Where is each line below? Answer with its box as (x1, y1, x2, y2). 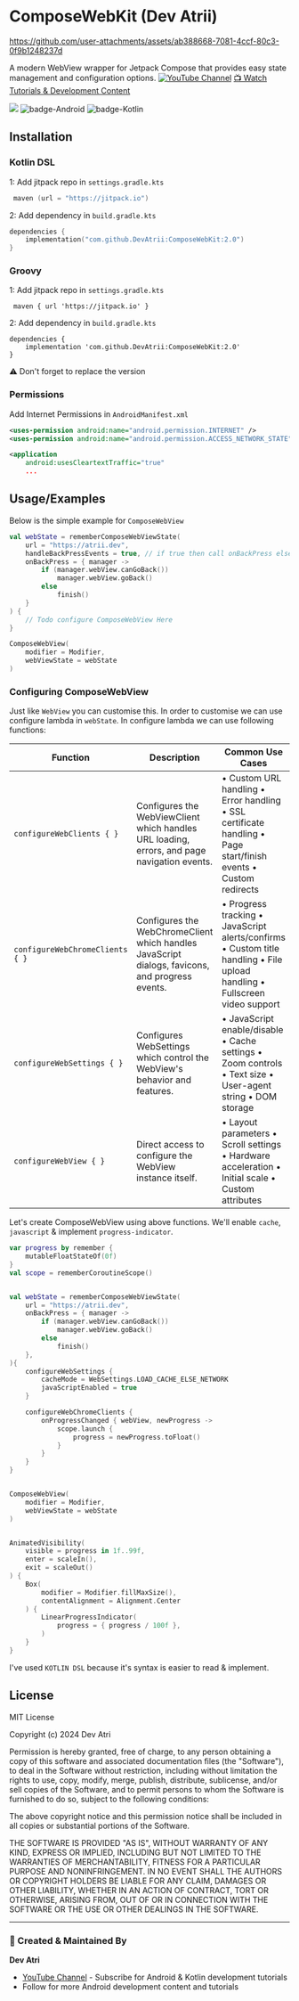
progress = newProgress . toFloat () (72, 1433, 201, 1442)
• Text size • (221, 1068, 274, 1081)
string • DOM (221, 1090, 278, 1103)
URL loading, (136, 833, 190, 845)
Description (149, 751, 200, 764)
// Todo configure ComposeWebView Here (25, 615, 174, 625)
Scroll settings (221, 1139, 282, 1151)
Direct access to (136, 1139, 205, 1151)
